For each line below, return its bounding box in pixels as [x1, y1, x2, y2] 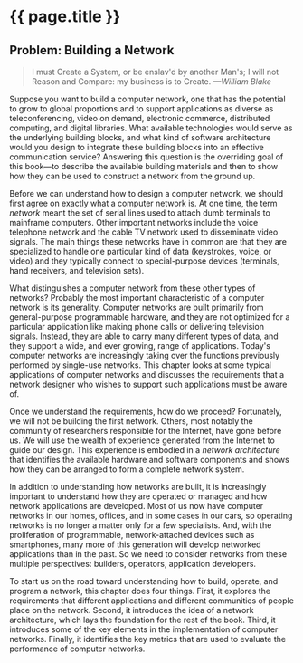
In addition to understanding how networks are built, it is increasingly [9, 482, 267, 492]
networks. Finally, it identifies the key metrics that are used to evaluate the [9, 634, 287, 644]
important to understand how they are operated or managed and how [9, 491, 268, 502]
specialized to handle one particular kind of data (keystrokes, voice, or [9, 246, 272, 256]
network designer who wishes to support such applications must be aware [9, 379, 288, 389]
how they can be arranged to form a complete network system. [9, 464, 245, 475]
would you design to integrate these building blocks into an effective [9, 142, 264, 152]
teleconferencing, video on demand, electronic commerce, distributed [9, 113, 270, 123]
